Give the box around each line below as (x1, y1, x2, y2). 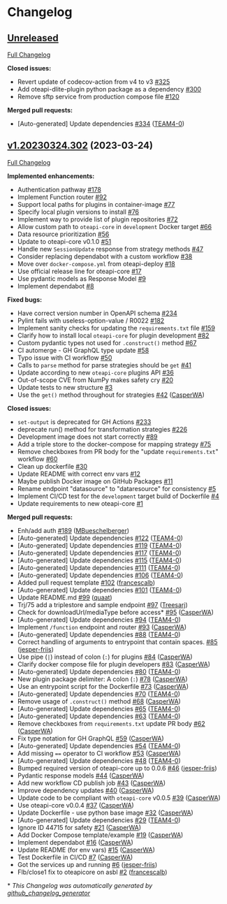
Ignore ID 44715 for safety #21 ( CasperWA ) (17, 823, 142, 831)
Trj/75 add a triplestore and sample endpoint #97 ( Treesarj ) (17, 600, 189, 608)
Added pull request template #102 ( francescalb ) (17, 578, 156, 587)
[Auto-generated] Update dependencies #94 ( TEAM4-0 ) (17, 615, 182, 624)
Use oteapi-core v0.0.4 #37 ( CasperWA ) (17, 801, 134, 809)
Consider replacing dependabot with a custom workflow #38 (17, 252, 193, 261)
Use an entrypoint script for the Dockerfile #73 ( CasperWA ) (17, 682, 189, 690)
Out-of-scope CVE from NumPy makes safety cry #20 (17, 375, 173, 384)
